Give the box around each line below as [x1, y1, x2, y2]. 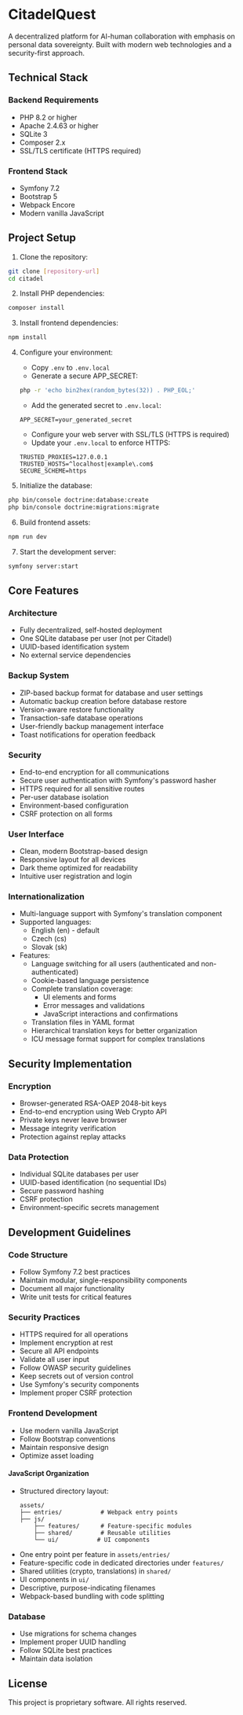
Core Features [8, 584, 79, 597]
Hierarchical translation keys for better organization [31, 1026, 198, 1036]
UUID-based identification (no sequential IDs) [19, 1178, 167, 1187]
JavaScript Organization [8, 1469, 89, 1478]
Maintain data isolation [19, 1654, 93, 1664]
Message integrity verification [19, 1124, 117, 1133]
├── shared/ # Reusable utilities [34, 1529, 171, 1537]
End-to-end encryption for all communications [19, 767, 170, 776]
